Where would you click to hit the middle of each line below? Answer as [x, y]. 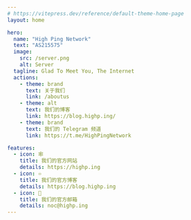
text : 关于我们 [45, 91]
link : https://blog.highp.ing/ [71, 116]
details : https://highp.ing [60, 167]
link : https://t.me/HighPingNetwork [78, 136]
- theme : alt [38, 103]
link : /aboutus [47, 97]
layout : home [26, 20]
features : [21, 148]
